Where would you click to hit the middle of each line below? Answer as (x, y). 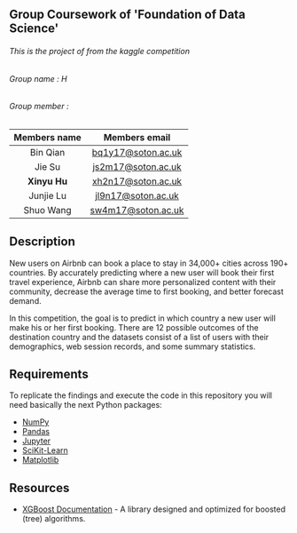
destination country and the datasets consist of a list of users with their (139, 337)
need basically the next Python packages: (86, 405)
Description (42, 242)
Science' (34, 29)
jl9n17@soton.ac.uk (137, 195)
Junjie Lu (47, 195)
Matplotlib (40, 460)
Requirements (49, 374)
